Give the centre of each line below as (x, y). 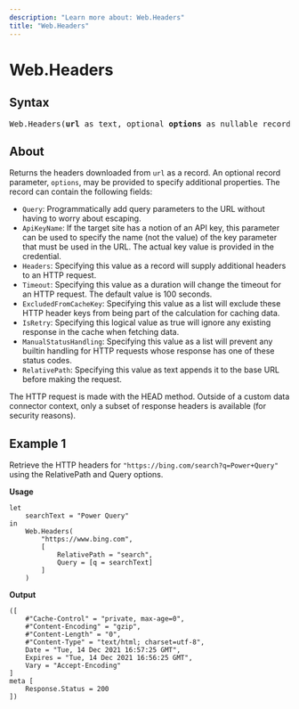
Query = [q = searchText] (105, 563)
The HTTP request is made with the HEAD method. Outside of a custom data (149, 396)
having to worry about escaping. (81, 218)
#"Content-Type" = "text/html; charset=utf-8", (115, 642)
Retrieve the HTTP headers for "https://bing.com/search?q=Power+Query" (144, 465)
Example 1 (38, 443)
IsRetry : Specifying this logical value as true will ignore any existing (146, 322)
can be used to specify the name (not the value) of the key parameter (149, 238)
